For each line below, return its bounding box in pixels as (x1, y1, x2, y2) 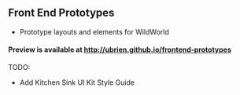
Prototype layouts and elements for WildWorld (19, 27, 169, 36)
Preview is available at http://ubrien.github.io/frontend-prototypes (8, 45, 232, 54)
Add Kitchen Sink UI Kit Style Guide (19, 78, 135, 87)
